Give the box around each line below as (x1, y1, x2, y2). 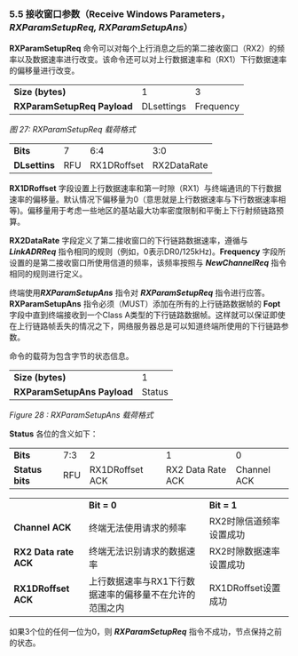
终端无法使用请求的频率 (88, 522, 187, 534)
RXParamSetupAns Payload (13, 386, 134, 398)
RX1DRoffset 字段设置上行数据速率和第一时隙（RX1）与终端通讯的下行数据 (9, 183, 282, 194)
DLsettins (13, 159, 55, 172)
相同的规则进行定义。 (9, 268, 87, 279)
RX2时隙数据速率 (208, 545, 281, 557)
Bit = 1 (208, 500, 238, 512)
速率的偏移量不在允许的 (97, 588, 196, 601)
